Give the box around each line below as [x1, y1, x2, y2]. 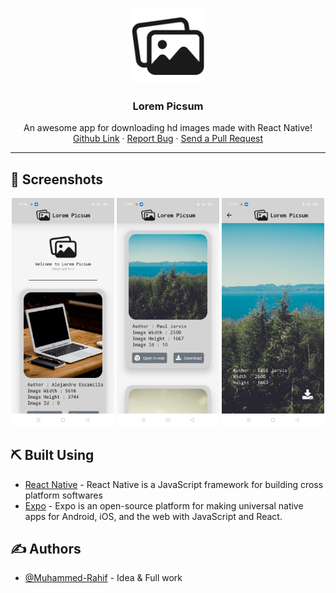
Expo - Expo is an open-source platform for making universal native [24, 499, 304, 512]
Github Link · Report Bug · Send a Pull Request [72, 133, 264, 145]
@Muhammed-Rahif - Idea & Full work [24, 572, 183, 584]
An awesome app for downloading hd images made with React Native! [23, 122, 313, 134]
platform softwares [24, 489, 103, 501]
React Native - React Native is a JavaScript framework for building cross [24, 478, 324, 490]
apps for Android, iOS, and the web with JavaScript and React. [24, 510, 283, 522]
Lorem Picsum [132, 99, 204, 113]
